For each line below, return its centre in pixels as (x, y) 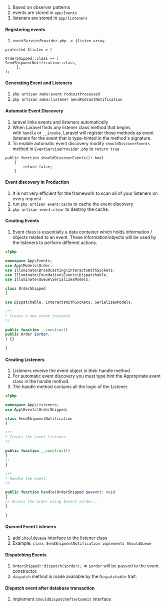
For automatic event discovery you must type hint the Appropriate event (86, 376)
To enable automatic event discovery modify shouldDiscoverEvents (81, 143)
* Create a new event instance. (39, 316)
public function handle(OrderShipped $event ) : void (60, 492)
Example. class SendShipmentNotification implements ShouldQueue (82, 543)
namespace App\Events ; (29, 261)
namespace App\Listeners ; (32, 405)
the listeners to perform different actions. (55, 242)
